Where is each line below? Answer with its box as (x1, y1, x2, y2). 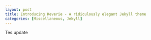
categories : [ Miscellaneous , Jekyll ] (5, 16, 83, 21)
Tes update (5, 30, 28, 36)
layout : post (5, 7, 32, 12)
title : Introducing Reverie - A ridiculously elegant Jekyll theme (5, 12, 147, 17)
